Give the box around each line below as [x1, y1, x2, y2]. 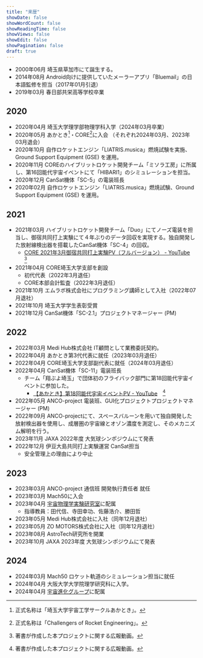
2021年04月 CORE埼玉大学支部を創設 [14, 264, 109, 271]
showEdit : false [6, 37, 47, 43]
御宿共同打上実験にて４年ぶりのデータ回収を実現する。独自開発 [31, 234, 190, 241]
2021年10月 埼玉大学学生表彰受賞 [14, 301, 98, 309]
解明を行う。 [20, 427, 53, 435]
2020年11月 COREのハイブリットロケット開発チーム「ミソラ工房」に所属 [14, 161, 197, 168]
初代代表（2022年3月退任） [24, 271, 94, 278]
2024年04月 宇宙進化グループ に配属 [14, 588, 106, 595]
